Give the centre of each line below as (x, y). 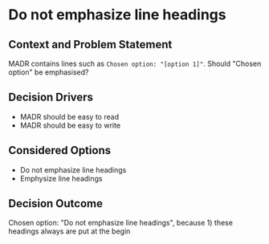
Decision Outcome (55, 203)
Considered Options (59, 150)
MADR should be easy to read (69, 116)
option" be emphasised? (49, 72)
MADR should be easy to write (70, 125)
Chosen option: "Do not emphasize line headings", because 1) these (120, 223)
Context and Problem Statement (90, 45)
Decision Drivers (51, 98)
